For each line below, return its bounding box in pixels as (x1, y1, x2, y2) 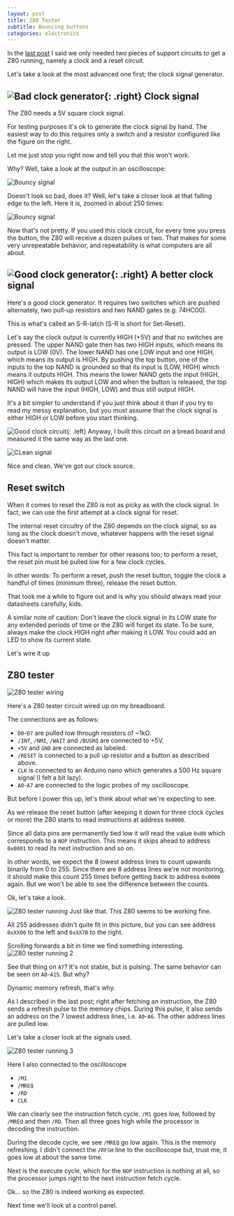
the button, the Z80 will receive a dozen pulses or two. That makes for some (7, 234, 227, 242)
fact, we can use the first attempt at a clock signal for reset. (7, 508, 179, 516)
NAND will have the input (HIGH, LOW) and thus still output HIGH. (7, 385, 196, 393)
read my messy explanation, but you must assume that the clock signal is (7, 406, 218, 414)
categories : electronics (7, 29, 80, 37)
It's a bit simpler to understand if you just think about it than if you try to (7, 399, 214, 407)
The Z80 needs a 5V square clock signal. (7, 109, 126, 118)
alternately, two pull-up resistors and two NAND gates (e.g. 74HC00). (7, 305, 207, 314)
